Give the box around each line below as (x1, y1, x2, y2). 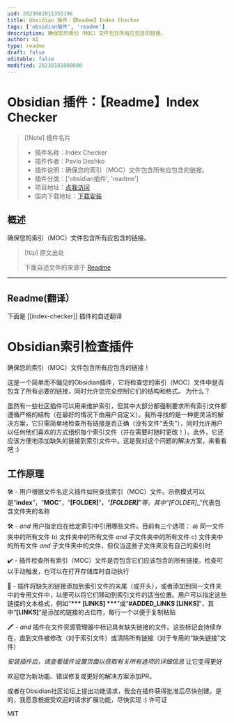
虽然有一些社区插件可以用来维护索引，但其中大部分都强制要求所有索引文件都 (7, 402, 227, 410)
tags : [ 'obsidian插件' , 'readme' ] (7, 23, 106, 30)
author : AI (7, 36, 39, 43)
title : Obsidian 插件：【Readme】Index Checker (7, 17, 141, 24)
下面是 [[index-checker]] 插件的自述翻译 (7, 312, 123, 320)
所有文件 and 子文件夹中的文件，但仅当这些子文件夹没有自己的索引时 (13, 541, 211, 550)
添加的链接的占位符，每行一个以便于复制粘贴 (47, 607, 176, 616)
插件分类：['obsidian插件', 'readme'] (34, 174, 139, 182)
